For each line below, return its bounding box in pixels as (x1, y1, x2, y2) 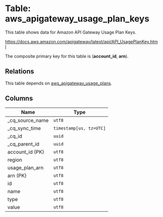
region (7, 156, 22, 163)
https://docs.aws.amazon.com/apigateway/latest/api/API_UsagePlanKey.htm (5, 38, 158, 44)
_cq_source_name (7, 117, 49, 124)
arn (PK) (7, 172, 27, 179)
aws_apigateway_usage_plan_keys (5, 13, 149, 24)
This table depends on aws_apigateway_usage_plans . (5, 80, 112, 86)
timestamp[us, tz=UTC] (53, 125, 106, 131)
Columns (5, 94, 33, 102)
